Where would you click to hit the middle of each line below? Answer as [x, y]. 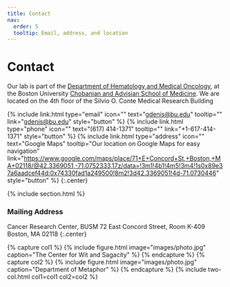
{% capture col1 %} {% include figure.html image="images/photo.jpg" [106, 248]
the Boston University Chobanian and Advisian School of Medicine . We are [113, 93]
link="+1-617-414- [190, 129]
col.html [19, 277]
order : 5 [26, 26]
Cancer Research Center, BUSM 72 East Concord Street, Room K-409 [106, 227]
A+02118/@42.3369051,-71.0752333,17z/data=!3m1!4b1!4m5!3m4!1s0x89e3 [115, 166]
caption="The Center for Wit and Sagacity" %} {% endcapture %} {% [106, 255]
